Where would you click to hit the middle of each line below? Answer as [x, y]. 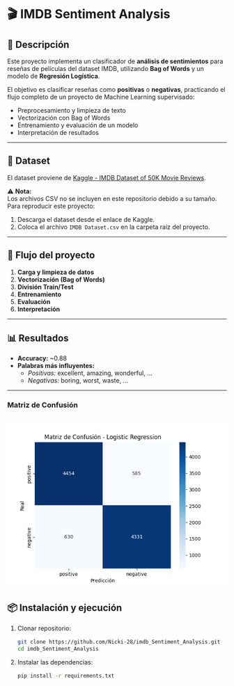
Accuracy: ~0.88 [42, 358]
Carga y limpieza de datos [56, 272]
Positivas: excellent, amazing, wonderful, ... [90, 373]
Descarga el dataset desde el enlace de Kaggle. [86, 219]
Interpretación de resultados [58, 133]
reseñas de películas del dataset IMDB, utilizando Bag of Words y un [106, 69]
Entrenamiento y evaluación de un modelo [78, 125]
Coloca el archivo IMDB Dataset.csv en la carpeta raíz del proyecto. [114, 227]
